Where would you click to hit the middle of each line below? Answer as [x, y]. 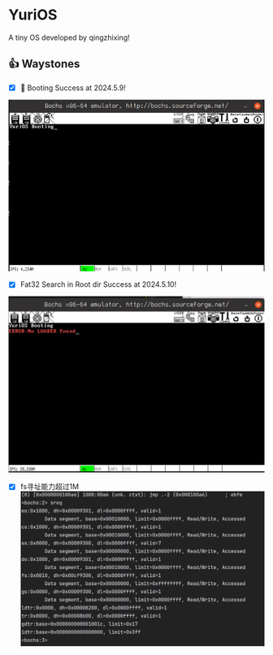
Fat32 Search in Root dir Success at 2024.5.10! [98, 284]
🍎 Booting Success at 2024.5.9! [73, 88]
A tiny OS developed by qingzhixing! [69, 37]
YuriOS [33, 15]
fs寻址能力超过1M [50, 487]
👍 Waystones [44, 64]
